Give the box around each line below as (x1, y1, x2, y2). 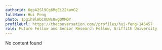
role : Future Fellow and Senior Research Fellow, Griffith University (5, 26, 157, 31)
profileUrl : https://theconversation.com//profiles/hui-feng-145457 (5, 21, 153, 27)
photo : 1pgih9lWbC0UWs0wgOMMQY (5, 17, 71, 22)
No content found (5, 40, 42, 46)
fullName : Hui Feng (5, 12, 47, 17)
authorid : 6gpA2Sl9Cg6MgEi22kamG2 (5, 7, 78, 13)
